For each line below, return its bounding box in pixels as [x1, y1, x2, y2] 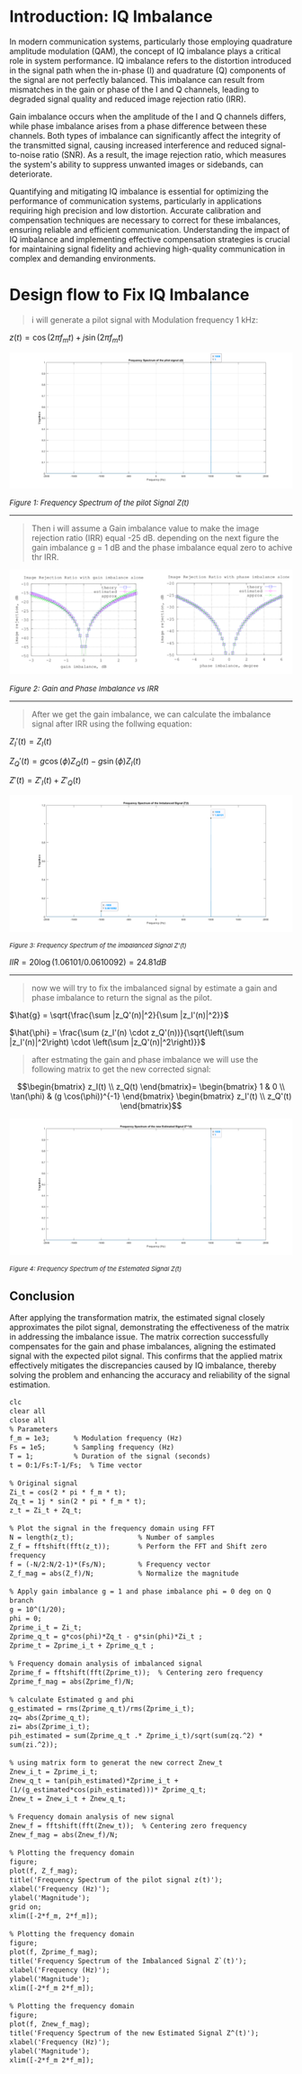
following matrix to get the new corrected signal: [31, 1064, 211, 1074]
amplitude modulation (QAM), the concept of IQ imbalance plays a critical [9, 45, 281, 56]
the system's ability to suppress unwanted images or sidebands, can [9, 159, 263, 169]
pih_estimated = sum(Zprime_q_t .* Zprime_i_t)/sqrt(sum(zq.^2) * [9, 1731, 263, 1741]
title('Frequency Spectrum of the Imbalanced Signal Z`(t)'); [9, 1957, 247, 1966]
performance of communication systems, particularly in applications [9, 196, 262, 206]
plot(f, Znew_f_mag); [9, 2020, 91, 2029]
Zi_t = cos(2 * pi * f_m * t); [9, 1488, 127, 1497]
